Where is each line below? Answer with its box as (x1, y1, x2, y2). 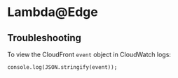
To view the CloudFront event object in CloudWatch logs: (7, 50, 172, 58)
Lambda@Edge (7, 4, 98, 20)
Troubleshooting (7, 32, 82, 44)
